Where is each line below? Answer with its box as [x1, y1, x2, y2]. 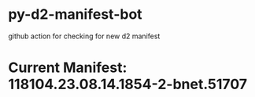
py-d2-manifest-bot [8, 5, 143, 23]
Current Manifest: [8, 59, 128, 77]
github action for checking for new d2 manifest [8, 31, 161, 41]
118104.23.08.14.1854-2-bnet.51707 [8, 76, 248, 93]
